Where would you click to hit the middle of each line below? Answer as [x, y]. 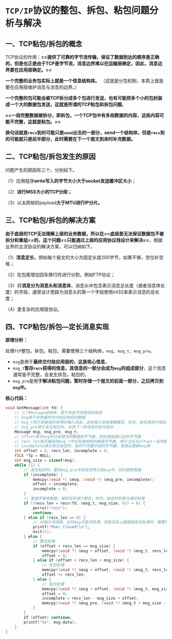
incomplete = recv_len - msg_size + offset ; [90, 599]
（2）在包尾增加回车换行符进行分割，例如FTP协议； [60, 274]
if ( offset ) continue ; [48, 617]
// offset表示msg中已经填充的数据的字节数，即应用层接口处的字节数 [78, 436]
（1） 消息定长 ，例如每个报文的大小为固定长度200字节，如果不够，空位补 [82, 257]
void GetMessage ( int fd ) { [34, 408]
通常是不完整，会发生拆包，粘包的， [51, 375]
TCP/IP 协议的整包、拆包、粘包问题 [77, 10]
